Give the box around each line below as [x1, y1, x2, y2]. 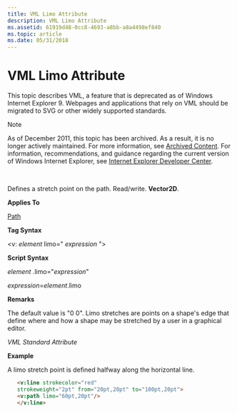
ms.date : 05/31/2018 [7, 37, 69, 44]
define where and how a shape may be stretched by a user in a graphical [7, 317, 222, 325]
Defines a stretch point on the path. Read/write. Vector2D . [7, 185, 180, 193]
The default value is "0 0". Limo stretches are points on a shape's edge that [7, 309, 230, 317]
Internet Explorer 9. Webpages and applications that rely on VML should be [7, 99, 228, 108]
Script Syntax [7, 254, 49, 262]
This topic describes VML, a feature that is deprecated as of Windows [7, 91, 213, 100]
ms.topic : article [7, 30, 62, 38]
